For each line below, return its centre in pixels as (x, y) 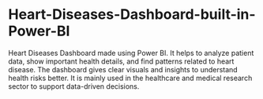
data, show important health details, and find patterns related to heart (121, 61)
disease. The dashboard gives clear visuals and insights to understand (123, 69)
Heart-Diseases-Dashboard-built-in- (132, 15)
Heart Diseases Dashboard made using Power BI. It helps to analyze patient (131, 53)
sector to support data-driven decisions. (74, 86)
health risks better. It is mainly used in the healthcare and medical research (130, 78)
